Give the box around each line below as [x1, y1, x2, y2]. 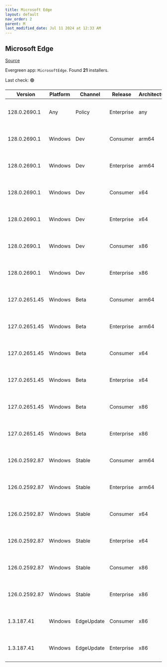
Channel [80, 91, 100, 98]
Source [5, 57, 20, 63]
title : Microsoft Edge [5, 7, 52, 12]
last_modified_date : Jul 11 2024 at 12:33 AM [5, 26, 101, 31]
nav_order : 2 [5, 16, 32, 21]
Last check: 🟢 [5, 77, 35, 83]
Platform [49, 91, 71, 98]
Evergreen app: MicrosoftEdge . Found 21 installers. [5, 67, 109, 73]
